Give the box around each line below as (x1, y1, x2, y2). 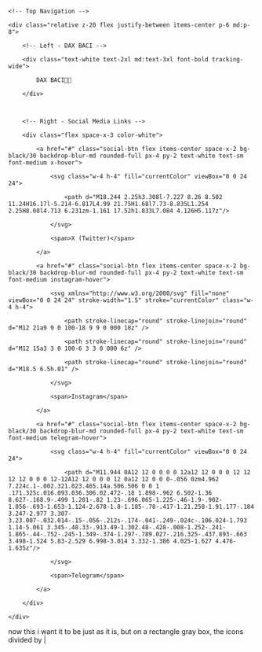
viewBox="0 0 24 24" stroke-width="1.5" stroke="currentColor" (8, 297, 220, 304)
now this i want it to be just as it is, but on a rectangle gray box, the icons (8, 627, 244, 636)
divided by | (8, 635, 47, 644)
